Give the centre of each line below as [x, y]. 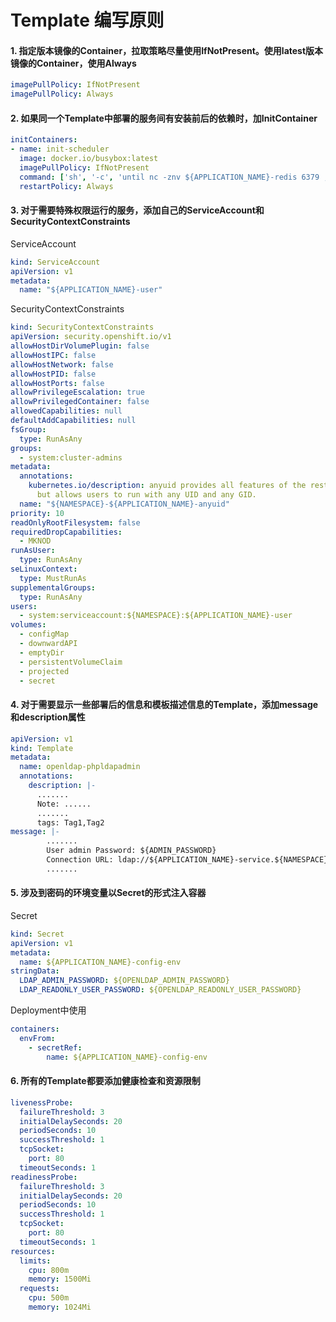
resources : [33, 1251]
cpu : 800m [49, 1270]
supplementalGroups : [53, 587]
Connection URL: [80, 860]
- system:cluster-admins [71, 457]
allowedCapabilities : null [66, 411]
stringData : [35, 971]
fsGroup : [28, 429]
